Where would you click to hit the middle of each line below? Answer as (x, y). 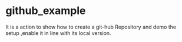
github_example (46, 11)
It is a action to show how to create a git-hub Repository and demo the (91, 27)
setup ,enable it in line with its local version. (58, 33)
